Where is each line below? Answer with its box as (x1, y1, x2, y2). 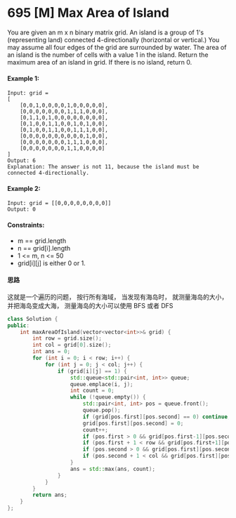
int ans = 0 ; (32, 348, 71, 355)
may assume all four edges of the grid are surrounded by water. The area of (7, 43, 227, 51)
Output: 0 (7, 206, 37, 213)
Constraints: (7, 220, 45, 229)
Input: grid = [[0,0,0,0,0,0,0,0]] (7, 200, 112, 207)
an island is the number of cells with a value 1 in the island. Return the (7, 51, 209, 59)
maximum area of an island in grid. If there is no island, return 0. (7, 58, 192, 66)
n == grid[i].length (17, 244, 71, 252)
